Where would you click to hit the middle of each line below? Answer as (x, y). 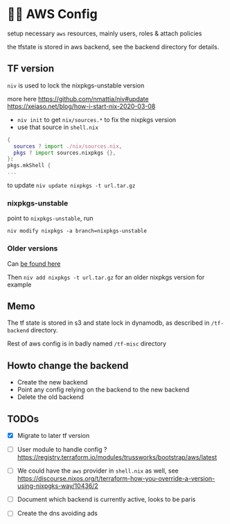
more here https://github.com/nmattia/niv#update (78, 99)
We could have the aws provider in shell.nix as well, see (98, 471)
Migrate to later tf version (53, 436)
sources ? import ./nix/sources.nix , (68, 146)
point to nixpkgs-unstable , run (50, 219)
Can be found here (34, 264)
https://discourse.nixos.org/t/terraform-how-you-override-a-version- (116, 479)
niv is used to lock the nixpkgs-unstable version (76, 85)
